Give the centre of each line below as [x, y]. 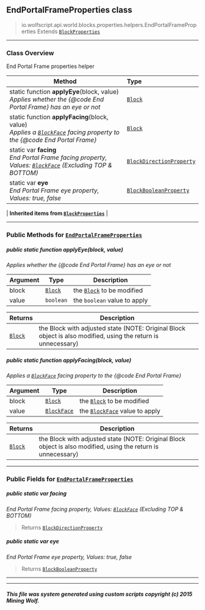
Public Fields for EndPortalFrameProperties [70, 479]
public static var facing [37, 494]
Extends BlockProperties [69, 31]
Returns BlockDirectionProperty [62, 527]
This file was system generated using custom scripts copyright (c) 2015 [99, 594]
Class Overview [30, 53]
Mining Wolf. [23, 601]
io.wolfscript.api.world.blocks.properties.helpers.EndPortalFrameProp [109, 24]
